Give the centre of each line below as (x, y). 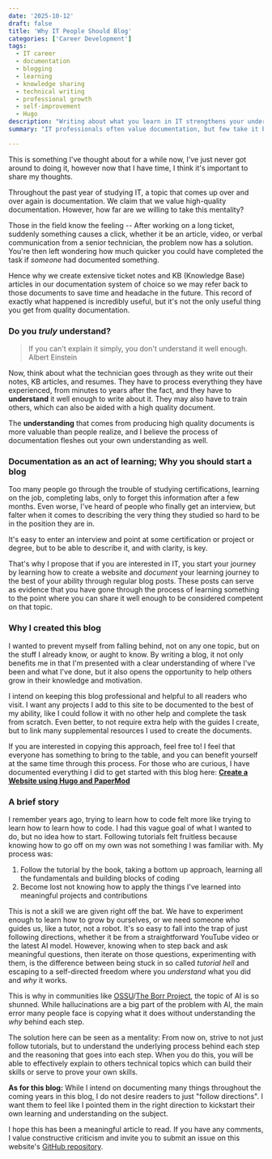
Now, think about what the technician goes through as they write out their (131, 373)
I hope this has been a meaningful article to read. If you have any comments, (136, 1129)
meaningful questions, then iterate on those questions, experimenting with (132, 954)
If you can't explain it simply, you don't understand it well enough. (138, 349)
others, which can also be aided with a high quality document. (112, 407)
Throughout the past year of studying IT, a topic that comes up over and (129, 192)
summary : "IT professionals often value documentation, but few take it (134, 129)
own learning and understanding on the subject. (88, 1114)
